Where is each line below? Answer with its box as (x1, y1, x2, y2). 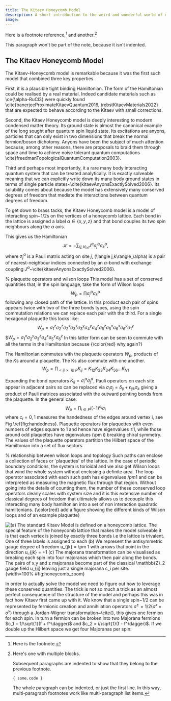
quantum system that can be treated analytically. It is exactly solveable (5, 170, 154, 176)
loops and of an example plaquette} (5, 512, 80, 518)
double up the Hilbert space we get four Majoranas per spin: (5, 626, 132, 632)
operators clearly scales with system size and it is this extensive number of (5, 491, 163, 497)
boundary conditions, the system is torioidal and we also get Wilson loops (5, 463, 160, 470)
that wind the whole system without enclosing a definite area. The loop (5, 469, 154, 475)
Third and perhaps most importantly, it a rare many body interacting (5, 164, 148, 171)
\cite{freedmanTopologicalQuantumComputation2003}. (5, 155, 121, 161)
